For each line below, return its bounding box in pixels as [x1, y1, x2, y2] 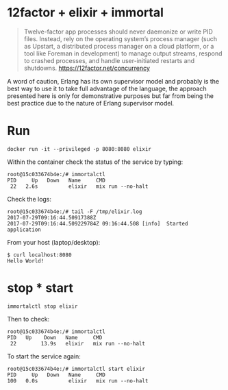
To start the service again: [7, 352, 81, 361]
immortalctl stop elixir [7, 303, 78, 310]
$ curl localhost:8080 [7, 252, 72, 258]
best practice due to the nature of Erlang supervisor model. [7, 99, 175, 107]
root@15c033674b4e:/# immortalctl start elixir [7, 365, 146, 372]
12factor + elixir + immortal [7, 5, 164, 21]
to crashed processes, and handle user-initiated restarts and [23, 56, 195, 64]
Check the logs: [7, 195, 52, 203]
